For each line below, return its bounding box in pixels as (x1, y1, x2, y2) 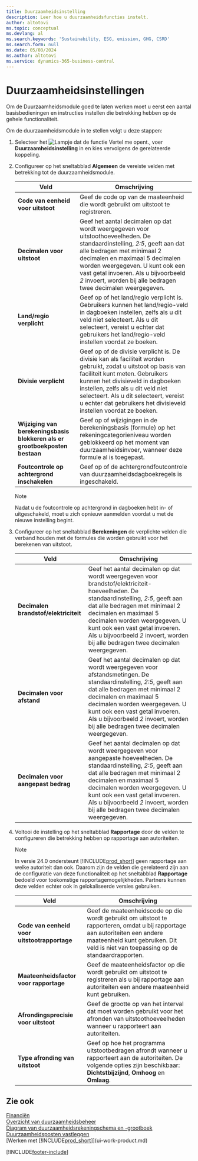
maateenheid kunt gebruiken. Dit (87, 936, 177, 945)
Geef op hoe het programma (87, 1039, 166, 1047)
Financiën (6, 1112, 30, 1119)
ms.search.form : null (6, 42, 60, 48)
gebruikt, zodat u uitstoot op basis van (79, 362, 186, 370)
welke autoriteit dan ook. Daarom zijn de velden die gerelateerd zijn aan (14, 864, 189, 871)
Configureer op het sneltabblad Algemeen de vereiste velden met (14, 163, 175, 170)
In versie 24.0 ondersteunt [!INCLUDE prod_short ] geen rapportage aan (14, 858, 187, 865)
